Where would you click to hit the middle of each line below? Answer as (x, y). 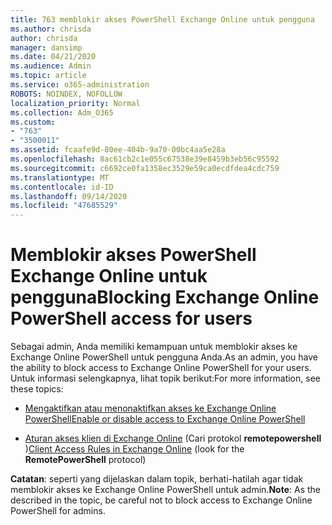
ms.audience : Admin (51, 66)
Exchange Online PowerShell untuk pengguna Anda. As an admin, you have (164, 357)
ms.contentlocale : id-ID (62, 187)
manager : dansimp (46, 47)
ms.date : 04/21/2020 (53, 57)
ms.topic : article (48, 76)
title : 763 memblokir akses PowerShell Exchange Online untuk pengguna (162, 19)
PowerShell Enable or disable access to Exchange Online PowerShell (165, 419)
